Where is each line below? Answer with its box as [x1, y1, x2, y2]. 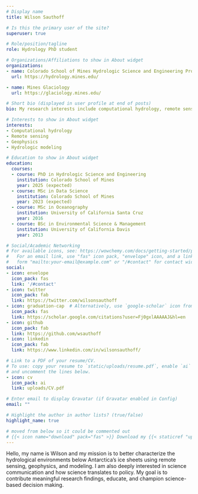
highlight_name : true [6, 418, 60, 424]
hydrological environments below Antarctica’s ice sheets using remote [6, 456, 176, 463]
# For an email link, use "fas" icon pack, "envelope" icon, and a [6, 254, 181, 260]
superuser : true [6, 30, 46, 36]
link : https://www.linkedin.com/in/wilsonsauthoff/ [11, 347, 141, 353]
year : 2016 [16, 215, 44, 221]
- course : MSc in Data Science [11, 188, 88, 194]
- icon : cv [6, 374, 33, 380]
